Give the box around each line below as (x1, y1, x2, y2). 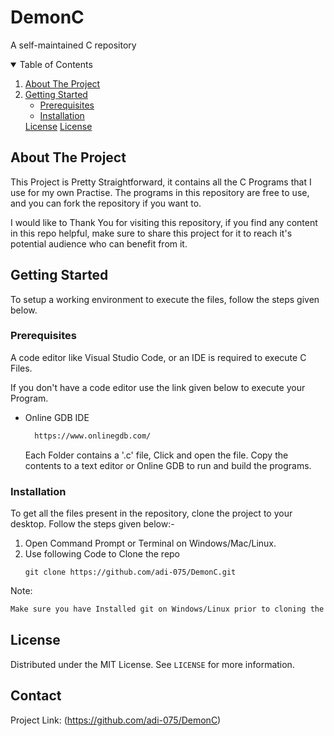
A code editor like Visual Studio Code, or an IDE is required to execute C (10, 351, 307, 363)
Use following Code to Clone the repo (24, 548, 181, 560)
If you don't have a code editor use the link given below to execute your (10, 381, 306, 393)
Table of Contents (19, 58, 93, 70)
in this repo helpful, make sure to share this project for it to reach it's (10, 227, 293, 239)
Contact (10, 687, 62, 705)
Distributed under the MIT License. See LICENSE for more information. (10, 658, 295, 670)
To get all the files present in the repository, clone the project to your (10, 507, 293, 520)
